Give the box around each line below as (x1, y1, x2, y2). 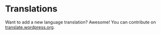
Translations (5, 3, 58, 14)
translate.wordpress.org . (5, 24, 55, 30)
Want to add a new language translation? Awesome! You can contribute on (5, 19, 156, 25)
